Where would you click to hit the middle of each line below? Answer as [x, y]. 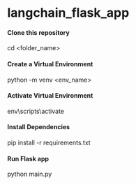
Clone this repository [38, 32]
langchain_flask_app [68, 13]
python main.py [30, 174]
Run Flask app [28, 158]
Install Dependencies [39, 127]
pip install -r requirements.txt [49, 142]
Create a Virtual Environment [50, 64]
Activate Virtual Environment [50, 96]
